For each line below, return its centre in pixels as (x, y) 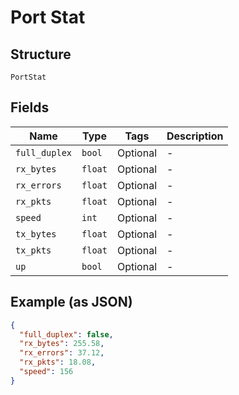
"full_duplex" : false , (66, 334)
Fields (30, 107)
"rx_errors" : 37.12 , (62, 353)
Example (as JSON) (71, 302)
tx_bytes (36, 234)
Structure (41, 54)
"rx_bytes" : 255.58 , (62, 344)
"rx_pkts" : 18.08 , (58, 362)
